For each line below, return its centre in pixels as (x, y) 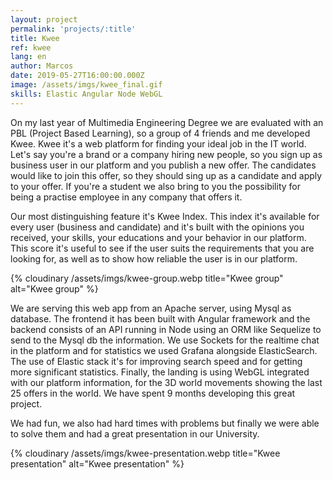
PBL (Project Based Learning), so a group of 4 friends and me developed (160, 133)
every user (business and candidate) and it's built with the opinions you (157, 227)
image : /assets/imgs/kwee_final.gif (86, 85)
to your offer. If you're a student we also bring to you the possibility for (155, 186)
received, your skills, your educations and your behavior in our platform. (158, 237)
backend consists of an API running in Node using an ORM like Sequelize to (166, 329)
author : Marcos (42, 66)
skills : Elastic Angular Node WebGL (86, 94)
